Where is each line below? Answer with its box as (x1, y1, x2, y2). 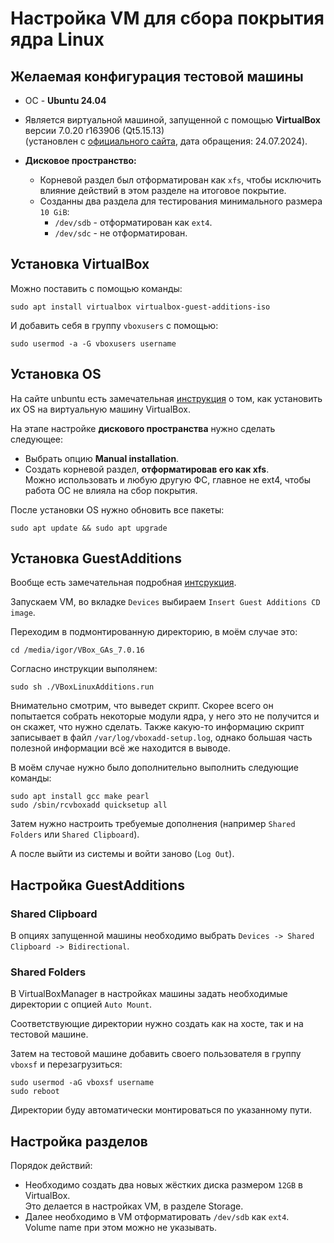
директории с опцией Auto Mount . (10, 998, 153, 1011)
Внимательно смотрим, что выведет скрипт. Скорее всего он (10, 700, 274, 712)
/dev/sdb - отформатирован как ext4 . (54, 217, 213, 228)
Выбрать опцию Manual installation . (24, 452, 180, 464)
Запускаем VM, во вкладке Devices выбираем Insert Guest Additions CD (10, 596, 321, 608)
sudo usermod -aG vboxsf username (10, 1078, 155, 1088)
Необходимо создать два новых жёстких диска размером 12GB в (24, 1179, 303, 1191)
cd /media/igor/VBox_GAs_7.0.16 (10, 645, 145, 656)
